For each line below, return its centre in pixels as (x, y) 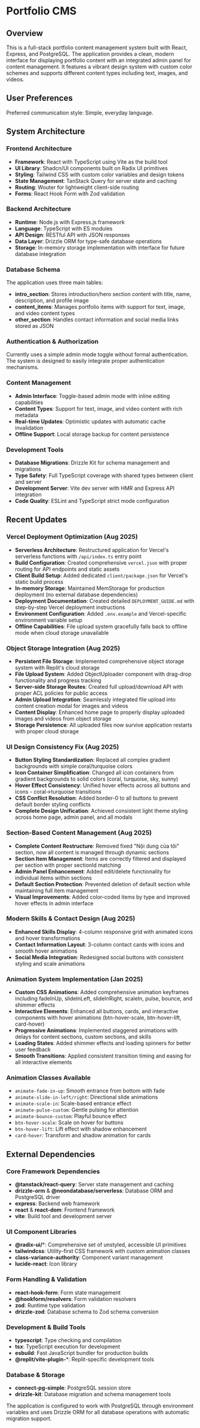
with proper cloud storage (47, 731)
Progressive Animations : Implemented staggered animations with (96, 1031)
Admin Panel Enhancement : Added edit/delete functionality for (93, 871)
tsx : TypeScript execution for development (67, 1346)
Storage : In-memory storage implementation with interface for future (100, 248)
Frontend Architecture (39, 149)
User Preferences (39, 98)
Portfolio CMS (41, 11)
